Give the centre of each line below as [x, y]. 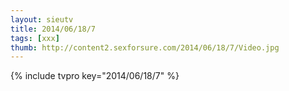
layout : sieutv [42, 19]
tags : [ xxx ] [35, 38]
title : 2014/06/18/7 [53, 29]
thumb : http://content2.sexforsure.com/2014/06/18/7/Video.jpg [145, 47]
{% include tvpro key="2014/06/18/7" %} [95, 76]
